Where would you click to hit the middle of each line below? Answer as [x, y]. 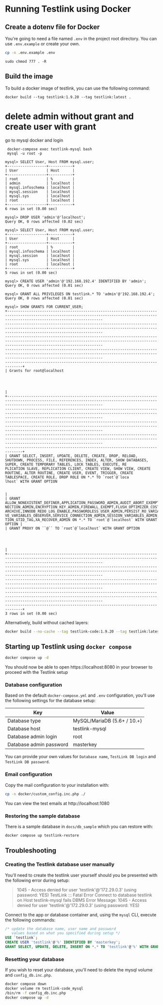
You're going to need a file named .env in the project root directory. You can [81, 38]
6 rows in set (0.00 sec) [31, 209]
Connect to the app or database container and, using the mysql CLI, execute [81, 914]
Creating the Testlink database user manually [60, 864]
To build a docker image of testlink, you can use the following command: [78, 88]
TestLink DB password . [27, 762]
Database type [24, 721]
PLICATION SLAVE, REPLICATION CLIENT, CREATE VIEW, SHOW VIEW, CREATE [78, 468]
